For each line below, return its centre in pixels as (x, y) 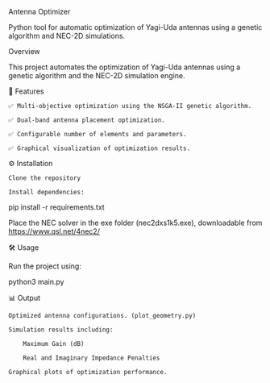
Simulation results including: (61, 330)
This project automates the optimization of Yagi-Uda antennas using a (125, 67)
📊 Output (24, 298)
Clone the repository (45, 178)
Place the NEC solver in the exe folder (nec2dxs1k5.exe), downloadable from (135, 223)
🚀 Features (26, 91)
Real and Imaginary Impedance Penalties (91, 358)
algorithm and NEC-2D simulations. (67, 36)
